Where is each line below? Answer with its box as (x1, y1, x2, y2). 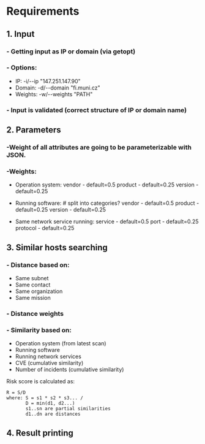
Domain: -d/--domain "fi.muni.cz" (15, 84, 101, 91)
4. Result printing (6, 427, 73, 438)
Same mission (15, 294, 51, 302)
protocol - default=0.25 (15, 224, 75, 232)
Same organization (15, 288, 63, 295)
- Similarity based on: (6, 326, 72, 334)
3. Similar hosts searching (6, 242, 108, 253)
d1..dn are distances (25, 411, 81, 418)
